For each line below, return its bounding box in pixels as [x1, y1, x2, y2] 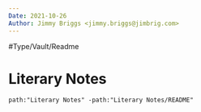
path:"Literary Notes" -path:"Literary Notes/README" [8, 96, 195, 105]
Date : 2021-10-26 [8, 11, 67, 20]
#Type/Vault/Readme [8, 41, 79, 51]
